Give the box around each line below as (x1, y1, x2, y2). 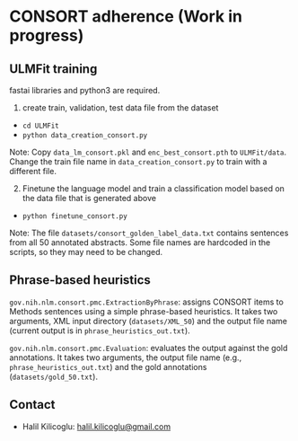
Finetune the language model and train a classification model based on (22, 183, 285, 194)
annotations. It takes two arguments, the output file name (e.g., (9, 352, 242, 363)
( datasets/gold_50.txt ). (9, 371, 99, 382)
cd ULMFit (22, 121, 60, 130)
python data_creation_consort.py (22, 131, 148, 140)
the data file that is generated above (22, 193, 157, 203)
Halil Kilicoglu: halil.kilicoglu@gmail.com (22, 420, 171, 432)
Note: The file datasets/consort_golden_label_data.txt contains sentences (9, 227, 289, 238)
